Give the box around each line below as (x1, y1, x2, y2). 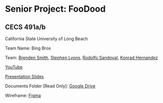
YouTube (5, 64, 23, 70)
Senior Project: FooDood (5, 3, 106, 15)
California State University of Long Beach (5, 36, 88, 41)
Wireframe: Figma (5, 93, 41, 98)
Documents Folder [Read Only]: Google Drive (5, 83, 96, 89)
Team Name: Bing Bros (5, 45, 51, 51)
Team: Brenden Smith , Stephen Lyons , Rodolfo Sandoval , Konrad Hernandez (5, 55, 158, 61)
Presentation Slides (5, 74, 44, 79)
